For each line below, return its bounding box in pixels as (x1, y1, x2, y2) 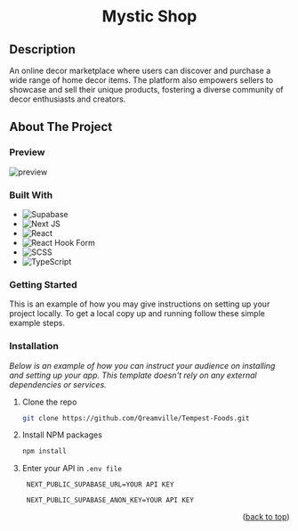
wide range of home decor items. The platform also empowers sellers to (9, 75, 274, 86)
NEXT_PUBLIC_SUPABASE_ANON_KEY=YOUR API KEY (26, 496, 194, 505)
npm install (21, 447, 67, 456)
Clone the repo (21, 396, 77, 407)
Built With (9, 189, 53, 201)
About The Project (9, 119, 113, 135)
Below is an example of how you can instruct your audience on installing (9, 360, 276, 371)
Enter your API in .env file (21, 463, 123, 474)
